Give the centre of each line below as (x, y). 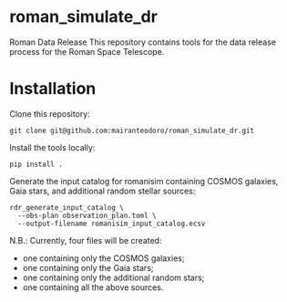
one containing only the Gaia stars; (88, 267)
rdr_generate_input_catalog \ (67, 207)
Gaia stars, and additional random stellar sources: (102, 191)
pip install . (36, 164)
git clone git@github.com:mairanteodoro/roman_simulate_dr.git (132, 130)
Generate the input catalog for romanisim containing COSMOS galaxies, (144, 181)
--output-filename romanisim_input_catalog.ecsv (112, 224)
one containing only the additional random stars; (113, 277)
